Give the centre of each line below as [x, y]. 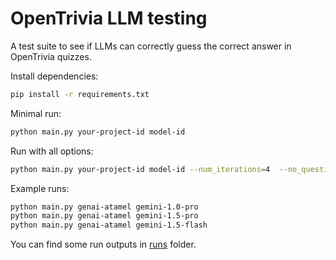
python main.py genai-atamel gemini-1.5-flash [109, 225]
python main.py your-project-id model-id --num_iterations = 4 [140, 169]
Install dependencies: [54, 76]
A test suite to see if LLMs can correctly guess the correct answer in [151, 46]
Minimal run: [36, 113]
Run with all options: [52, 151]
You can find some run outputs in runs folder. [103, 244]
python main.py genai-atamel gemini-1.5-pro [104, 216]
